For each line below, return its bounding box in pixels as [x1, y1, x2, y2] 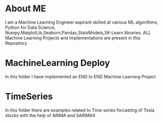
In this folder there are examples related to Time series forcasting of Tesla [5, 107, 155, 113]
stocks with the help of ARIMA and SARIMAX [5, 112, 96, 118]
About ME [5, 3, 47, 14]
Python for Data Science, [5, 24, 56, 30]
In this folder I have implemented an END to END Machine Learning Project [5, 73, 156, 79]
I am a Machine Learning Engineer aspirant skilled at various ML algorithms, [5, 19, 159, 25]
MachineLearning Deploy [5, 58, 110, 69]
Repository [5, 40, 27, 46]
